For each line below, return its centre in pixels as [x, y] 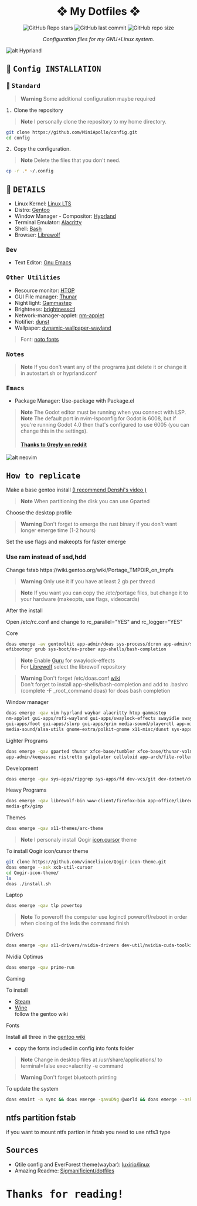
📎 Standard [23, 86]
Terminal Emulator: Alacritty [48, 222]
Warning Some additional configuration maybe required [88, 98]
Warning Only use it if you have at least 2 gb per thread [88, 581]
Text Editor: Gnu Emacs [43, 263]
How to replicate [43, 476]
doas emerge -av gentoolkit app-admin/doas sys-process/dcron [84, 644]
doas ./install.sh [28, 884]
